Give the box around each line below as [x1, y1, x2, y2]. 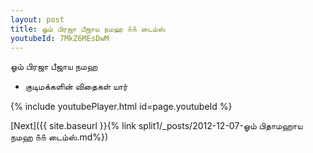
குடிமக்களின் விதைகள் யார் [24, 81, 128, 93]
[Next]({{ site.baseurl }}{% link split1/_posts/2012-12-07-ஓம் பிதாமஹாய [10, 120, 303, 132]
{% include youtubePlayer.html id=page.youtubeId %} [10, 101, 233, 113]
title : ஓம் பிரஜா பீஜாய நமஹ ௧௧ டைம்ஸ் [10, 24, 166, 34]
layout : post [10, 14, 65, 25]
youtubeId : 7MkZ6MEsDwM [10, 33, 110, 43]
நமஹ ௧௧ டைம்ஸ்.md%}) [10, 131, 109, 143]
